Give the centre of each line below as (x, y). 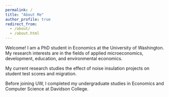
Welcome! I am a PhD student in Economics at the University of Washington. (85, 48)
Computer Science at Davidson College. (47, 89)
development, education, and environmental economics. (64, 58)
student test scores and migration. (41, 74)
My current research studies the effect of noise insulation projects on (77, 68)
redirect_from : (21, 24)
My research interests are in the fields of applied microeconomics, (74, 53)
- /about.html (25, 33)
